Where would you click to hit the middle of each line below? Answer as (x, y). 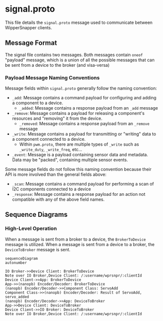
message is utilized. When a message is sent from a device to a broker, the (80, 244)
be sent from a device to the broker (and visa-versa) (57, 65)
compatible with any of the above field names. (58, 199)
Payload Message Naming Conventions (52, 77)
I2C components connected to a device (51, 189)
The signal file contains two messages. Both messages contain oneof (74, 55)
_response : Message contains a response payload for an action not (79, 194)
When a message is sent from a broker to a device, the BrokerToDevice (76, 239)
